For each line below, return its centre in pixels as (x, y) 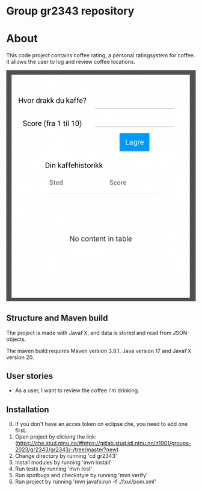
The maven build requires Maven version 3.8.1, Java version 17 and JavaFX (99, 351)
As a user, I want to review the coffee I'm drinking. (77, 390)
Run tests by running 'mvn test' (54, 469)
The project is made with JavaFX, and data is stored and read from (89, 333)
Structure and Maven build (57, 318)
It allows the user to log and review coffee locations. (71, 62)
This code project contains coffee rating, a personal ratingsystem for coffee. (101, 55)
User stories (29, 376)
